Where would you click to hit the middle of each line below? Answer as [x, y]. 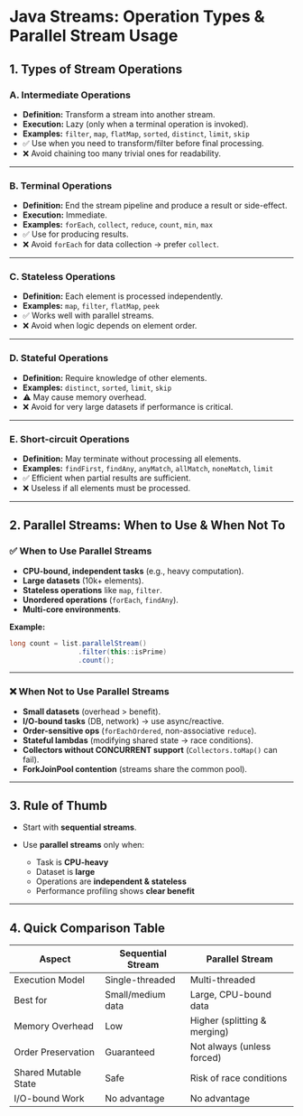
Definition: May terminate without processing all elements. [132, 459]
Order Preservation [54, 1052]
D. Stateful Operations [59, 358]
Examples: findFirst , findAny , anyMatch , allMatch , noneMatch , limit [147, 469]
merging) [209, 1032]
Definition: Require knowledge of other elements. [115, 377]
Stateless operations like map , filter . [92, 590]
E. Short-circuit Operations [69, 439]
